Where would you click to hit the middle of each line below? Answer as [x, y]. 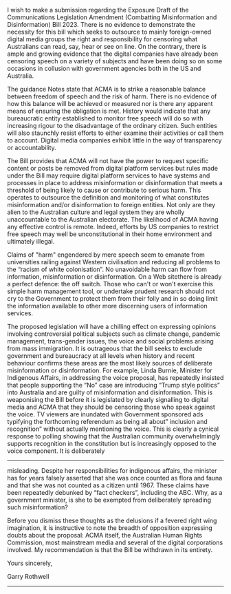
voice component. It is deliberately [56, 451]
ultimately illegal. [31, 241]
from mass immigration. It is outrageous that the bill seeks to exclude [105, 348]
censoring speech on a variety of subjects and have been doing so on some [115, 61]
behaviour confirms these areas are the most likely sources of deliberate [110, 363]
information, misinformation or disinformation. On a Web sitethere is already [114, 277]
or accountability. [32, 148]
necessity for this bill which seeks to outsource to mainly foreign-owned [109, 32]
